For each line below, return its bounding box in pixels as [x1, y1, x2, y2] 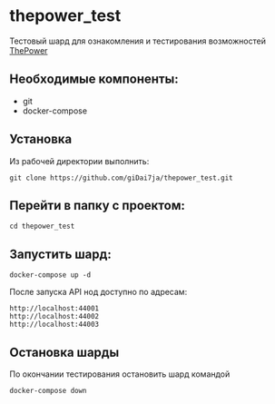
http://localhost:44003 [9, 320, 100, 330]
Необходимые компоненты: [9, 72, 179, 87]
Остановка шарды [9, 344, 120, 360]
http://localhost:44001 [9, 304, 100, 313]
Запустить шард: [9, 246, 112, 261]
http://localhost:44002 [9, 312, 100, 321]
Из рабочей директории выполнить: [9, 155, 150, 166]
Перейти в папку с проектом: [9, 197, 186, 213]
